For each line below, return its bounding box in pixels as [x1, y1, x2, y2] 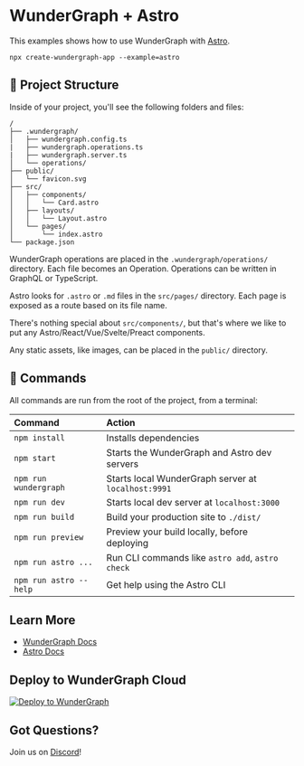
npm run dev [14, 496, 66, 507]
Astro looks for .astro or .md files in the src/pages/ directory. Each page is [9, 290, 287, 301]
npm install [14, 432, 66, 443]
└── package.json [9, 237, 75, 247]
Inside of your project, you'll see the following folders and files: [9, 101, 244, 112]
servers [106, 458, 138, 470]
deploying [106, 536, 149, 549]
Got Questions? [9, 723, 100, 738]
